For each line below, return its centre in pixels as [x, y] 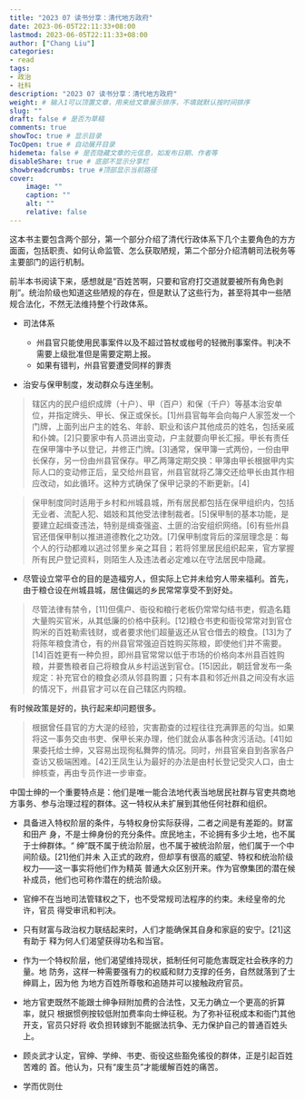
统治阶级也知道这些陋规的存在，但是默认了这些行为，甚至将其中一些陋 [160, 292]
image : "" [44, 187]
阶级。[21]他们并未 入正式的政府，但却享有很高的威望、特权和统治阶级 [162, 857]
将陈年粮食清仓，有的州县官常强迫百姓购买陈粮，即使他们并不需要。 [159, 643]
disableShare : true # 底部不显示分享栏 [79, 161]
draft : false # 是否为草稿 [57, 119]
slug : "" [26, 111]
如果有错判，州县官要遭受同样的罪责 [104, 365]
